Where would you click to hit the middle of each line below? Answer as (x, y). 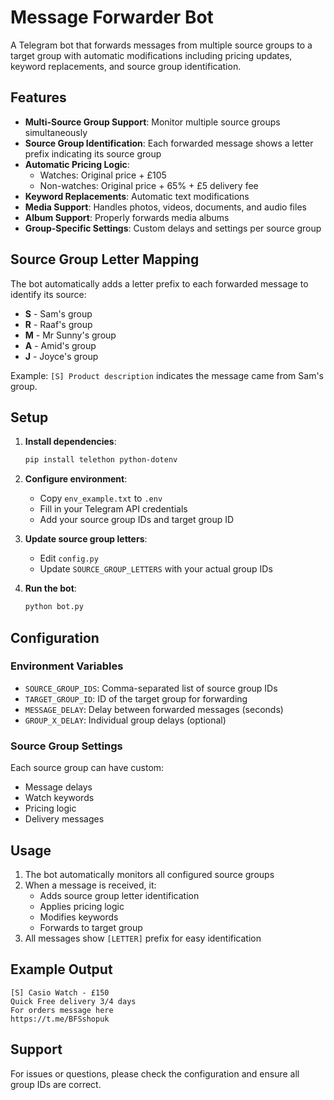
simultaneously (56, 132)
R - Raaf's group (58, 324)
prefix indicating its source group (93, 153)
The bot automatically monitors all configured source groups (149, 874)
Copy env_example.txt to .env (101, 498)
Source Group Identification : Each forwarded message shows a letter (169, 143)
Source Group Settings (66, 746)
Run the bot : (50, 588)
